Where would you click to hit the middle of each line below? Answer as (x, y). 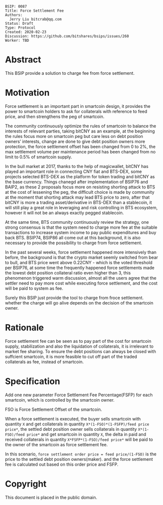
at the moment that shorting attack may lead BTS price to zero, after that (77, 197)
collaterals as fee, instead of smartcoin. (44, 362)
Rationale (24, 328)
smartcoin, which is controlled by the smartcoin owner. (60, 400)
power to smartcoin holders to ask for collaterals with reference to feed (76, 111)
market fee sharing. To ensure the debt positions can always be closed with (81, 351)
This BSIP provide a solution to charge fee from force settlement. (70, 73)
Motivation (27, 93)
